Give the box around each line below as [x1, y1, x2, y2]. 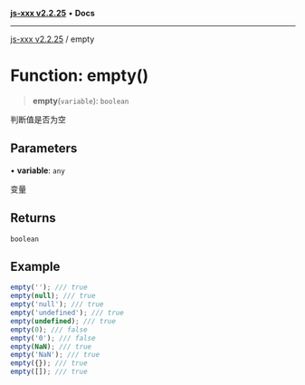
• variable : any [10, 165, 66, 176]
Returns [10, 210, 57, 226]
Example [10, 258, 61, 274]
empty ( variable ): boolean [32, 95, 129, 106]
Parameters [10, 140, 78, 157]
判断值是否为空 [10, 113, 66, 125]
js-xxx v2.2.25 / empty [10, 34, 95, 44]
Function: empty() [10, 65, 148, 86]
